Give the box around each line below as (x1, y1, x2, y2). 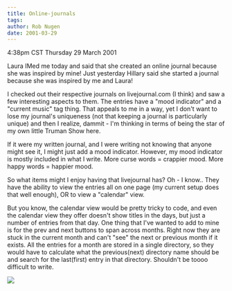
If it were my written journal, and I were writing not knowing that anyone (7, 140, 213, 149)
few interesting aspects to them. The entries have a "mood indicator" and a (7, 98, 222, 106)
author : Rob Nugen (7, 23, 60, 30)
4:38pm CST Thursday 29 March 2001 (7, 48, 117, 57)
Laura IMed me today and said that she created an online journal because (7, 62, 217, 70)
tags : (7, 17, 23, 24)
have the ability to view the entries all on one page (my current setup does (7, 183, 220, 191)
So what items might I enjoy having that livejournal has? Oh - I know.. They (7, 176, 220, 184)
